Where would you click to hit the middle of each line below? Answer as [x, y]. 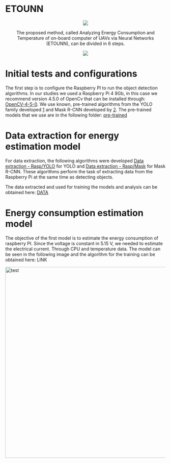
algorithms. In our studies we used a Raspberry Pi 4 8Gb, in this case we [81, 93]
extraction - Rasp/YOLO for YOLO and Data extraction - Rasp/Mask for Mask [85, 166]
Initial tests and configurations [71, 74]
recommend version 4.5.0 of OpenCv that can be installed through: [76, 99]
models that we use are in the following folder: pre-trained [66, 115]
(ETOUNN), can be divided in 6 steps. [85, 43]
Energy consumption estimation [74, 213]
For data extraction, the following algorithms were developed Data [75, 160]
